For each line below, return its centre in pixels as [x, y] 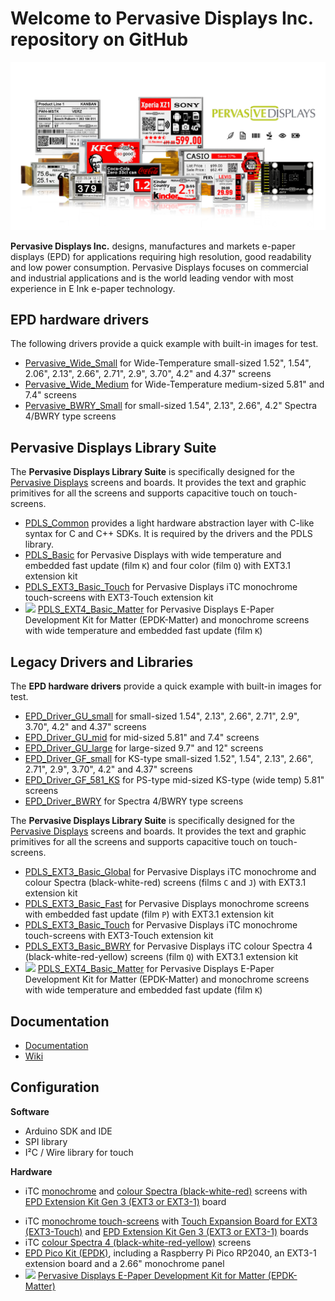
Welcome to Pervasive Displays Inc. [162, 18]
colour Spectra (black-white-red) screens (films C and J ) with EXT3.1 [165, 883]
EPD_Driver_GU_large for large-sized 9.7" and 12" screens [144, 748]
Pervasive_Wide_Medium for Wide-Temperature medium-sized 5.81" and [174, 384]
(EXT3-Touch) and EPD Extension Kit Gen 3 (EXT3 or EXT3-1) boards [166, 1231]
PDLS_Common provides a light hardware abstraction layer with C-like [169, 523]
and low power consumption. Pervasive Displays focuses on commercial [159, 267]
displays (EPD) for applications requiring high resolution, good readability [161, 256]
